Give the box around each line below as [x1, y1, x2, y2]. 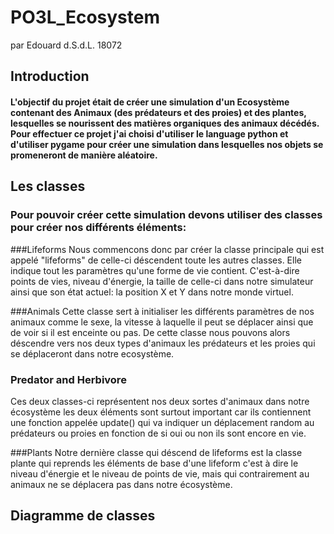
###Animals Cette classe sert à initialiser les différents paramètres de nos [10, 305, 315, 317]
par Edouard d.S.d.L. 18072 [10, 39, 123, 51]
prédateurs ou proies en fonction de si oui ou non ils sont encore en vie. [10, 427, 307, 439]
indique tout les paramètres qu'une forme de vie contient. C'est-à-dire [10, 264, 300, 276]
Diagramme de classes [10, 507, 156, 525]
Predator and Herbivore [10, 372, 127, 386]
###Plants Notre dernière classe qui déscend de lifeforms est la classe [10, 446, 303, 458]
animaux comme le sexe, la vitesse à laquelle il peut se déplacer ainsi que [10, 316, 314, 328]
